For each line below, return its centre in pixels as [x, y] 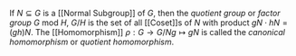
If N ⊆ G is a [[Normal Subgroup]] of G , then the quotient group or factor [145, 13]
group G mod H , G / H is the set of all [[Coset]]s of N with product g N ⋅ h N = [148, 23]
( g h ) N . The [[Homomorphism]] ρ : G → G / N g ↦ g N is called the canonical [147, 32]
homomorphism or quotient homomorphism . [92, 42]
